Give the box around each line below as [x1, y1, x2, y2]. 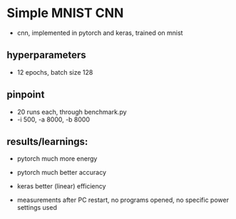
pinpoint [6, 89, 45, 101]
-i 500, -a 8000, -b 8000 [16, 115, 91, 124]
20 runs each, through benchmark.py [16, 107, 127, 116]
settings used [16, 203, 58, 212]
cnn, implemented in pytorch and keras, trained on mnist [16, 28, 183, 37]
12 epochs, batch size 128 [16, 68, 93, 76]
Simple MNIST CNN [6, 5, 124, 21]
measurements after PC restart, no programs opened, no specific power [16, 196, 230, 204]
